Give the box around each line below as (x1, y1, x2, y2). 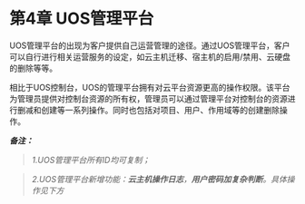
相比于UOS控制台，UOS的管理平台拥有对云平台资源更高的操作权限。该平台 (9, 82, 290, 92)
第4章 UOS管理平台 (9, 8, 154, 29)
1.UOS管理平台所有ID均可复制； (31, 154, 151, 165)
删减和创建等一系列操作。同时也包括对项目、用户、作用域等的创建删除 (16, 104, 280, 115)
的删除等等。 (9, 63, 57, 73)
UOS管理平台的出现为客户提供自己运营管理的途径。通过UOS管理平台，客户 (9, 40, 290, 51)
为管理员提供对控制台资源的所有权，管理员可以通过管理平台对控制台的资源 (9, 92, 288, 104)
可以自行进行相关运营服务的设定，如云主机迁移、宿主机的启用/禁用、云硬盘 (9, 51, 291, 62)
